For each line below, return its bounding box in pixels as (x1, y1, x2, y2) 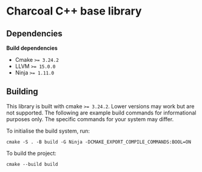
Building (6, 87, 38, 97)
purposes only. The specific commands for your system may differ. (6, 115, 174, 122)
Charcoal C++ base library (6, 4, 142, 18)
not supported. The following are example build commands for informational (6, 109, 197, 116)
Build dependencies (6, 44, 58, 51)
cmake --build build (6, 161, 59, 167)
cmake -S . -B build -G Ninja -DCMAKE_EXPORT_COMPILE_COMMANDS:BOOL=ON (6, 139, 191, 145)
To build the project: (6, 150, 56, 157)
